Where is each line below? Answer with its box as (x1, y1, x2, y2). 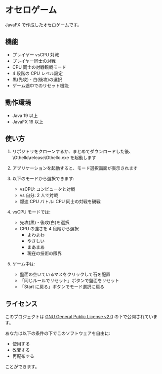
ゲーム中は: (12, 261, 36, 267)
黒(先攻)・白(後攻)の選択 (12, 76, 63, 82)
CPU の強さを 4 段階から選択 (19, 226, 79, 232)
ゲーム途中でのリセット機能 (12, 83, 69, 88)
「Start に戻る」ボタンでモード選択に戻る (19, 284, 105, 290)
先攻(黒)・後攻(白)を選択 (19, 219, 70, 225)
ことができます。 (5, 364, 40, 370)
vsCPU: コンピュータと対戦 (19, 186, 76, 192)
